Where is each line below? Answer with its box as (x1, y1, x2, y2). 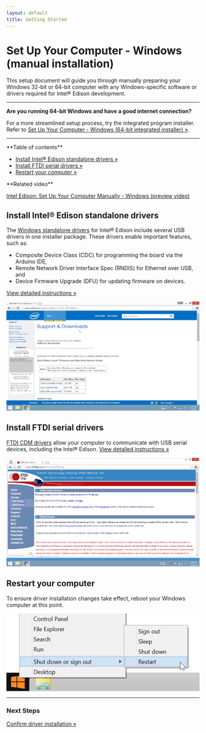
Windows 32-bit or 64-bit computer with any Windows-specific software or (6, 83, 197, 91)
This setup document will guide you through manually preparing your (6, 77, 181, 84)
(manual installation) (6, 56, 114, 71)
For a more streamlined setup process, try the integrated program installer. (6, 120, 195, 127)
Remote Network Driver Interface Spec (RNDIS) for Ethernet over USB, (15, 265, 194, 272)
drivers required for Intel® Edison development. (6, 90, 126, 98)
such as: (6, 239, 28, 247)
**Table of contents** (6, 144, 63, 151)
